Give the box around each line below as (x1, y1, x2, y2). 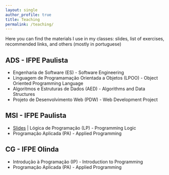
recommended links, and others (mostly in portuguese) (5, 41, 121, 47)
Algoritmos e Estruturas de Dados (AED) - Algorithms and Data (12, 86, 145, 92)
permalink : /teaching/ (5, 21, 54, 27)
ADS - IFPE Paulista (5, 56, 68, 64)
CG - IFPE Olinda (5, 145, 59, 154)
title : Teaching (5, 17, 40, 22)
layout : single (5, 7, 38, 13)
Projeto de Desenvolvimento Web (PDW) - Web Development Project (12, 96, 158, 103)
